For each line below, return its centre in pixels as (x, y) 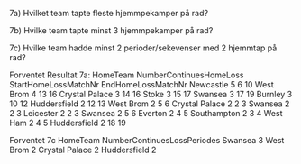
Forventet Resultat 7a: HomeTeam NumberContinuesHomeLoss (127, 75)
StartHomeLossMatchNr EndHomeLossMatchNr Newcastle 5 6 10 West (142, 84)
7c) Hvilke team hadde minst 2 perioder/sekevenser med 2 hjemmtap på (143, 48)
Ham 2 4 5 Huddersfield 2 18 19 (68, 123)
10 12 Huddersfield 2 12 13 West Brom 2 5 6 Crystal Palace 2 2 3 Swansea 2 (150, 104)
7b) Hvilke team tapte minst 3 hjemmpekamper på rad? (111, 30)
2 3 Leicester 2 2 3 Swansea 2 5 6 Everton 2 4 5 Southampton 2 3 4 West (146, 113)
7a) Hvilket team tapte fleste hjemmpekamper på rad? (109, 13)
